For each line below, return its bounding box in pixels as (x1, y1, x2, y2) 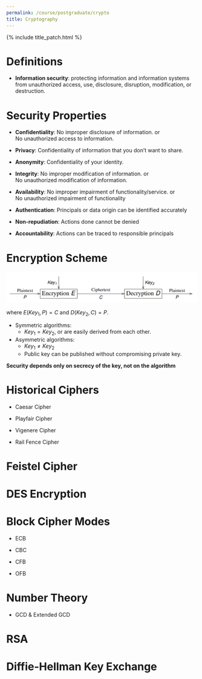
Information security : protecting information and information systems (15, 74, 190, 82)
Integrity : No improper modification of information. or (15, 170, 149, 178)
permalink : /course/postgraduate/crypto (6, 10, 110, 16)
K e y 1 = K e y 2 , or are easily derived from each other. (24, 328, 151, 337)
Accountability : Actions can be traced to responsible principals (15, 230, 174, 237)
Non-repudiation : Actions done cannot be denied (15, 218, 139, 226)
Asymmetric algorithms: (15, 336, 75, 343)
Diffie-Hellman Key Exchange (6, 660, 157, 674)
